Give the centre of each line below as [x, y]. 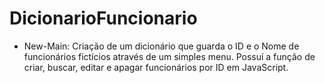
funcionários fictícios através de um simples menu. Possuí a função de [169, 56]
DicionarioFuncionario [103, 18]
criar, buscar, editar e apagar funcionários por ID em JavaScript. [156, 67]
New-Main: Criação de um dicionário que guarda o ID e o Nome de [161, 46]
